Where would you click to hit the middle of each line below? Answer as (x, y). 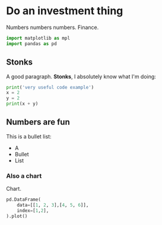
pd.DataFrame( (24, 200)
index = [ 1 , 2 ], (33, 210)
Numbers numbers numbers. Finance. (53, 27)
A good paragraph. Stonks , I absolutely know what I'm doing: (81, 76)
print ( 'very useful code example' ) (50, 87)
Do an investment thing (65, 11)
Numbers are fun (38, 122)
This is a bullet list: (29, 136)
